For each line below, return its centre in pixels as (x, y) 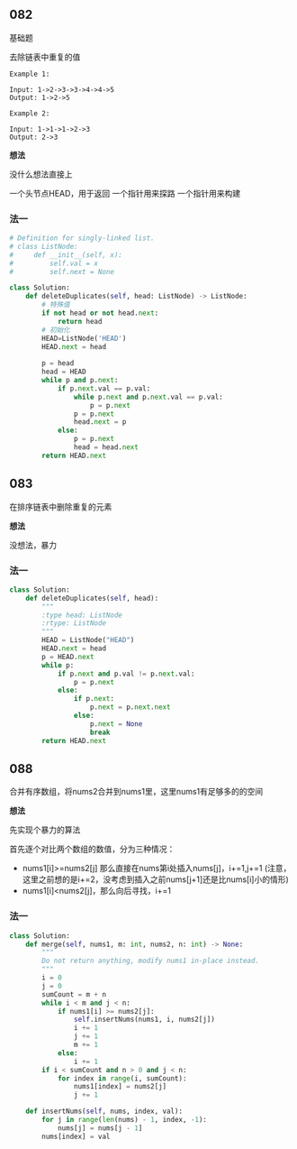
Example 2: (30, 113)
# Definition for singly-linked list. (82, 238)
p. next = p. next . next (130, 707)
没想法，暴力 (33, 545)
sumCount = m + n (74, 994)
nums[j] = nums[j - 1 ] (100, 1128)
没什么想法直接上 (41, 174)
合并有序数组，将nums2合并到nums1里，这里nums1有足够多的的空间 (136, 792)
